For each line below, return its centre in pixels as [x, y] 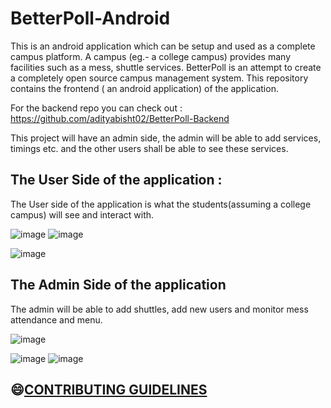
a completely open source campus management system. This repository [159, 78]
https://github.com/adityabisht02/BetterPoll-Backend [120, 118]
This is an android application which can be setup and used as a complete [163, 46]
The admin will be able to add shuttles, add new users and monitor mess [159, 309]
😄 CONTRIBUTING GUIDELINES [109, 389]
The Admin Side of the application [118, 285]
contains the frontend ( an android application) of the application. [144, 88]
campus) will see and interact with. [82, 214]
